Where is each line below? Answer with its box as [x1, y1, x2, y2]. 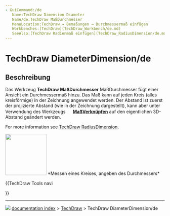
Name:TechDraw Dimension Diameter [12, 12, 85, 17]
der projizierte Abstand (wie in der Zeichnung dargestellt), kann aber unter [5, 102, 160, 109]
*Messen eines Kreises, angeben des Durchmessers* [47, 170, 160, 176]
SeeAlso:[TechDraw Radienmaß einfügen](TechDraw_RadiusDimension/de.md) [12, 31, 168, 36]
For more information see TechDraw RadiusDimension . [5, 124, 119, 130]
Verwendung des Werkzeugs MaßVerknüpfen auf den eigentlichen [5, 109, 152, 115]
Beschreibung [5, 73, 51, 82]
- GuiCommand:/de [5, 7, 42, 13]
